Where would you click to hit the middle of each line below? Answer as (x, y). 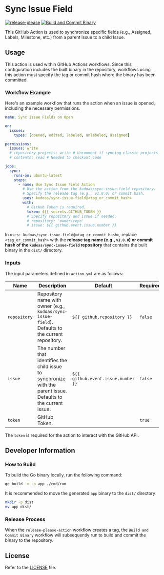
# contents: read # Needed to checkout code (55, 158)
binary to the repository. (29, 540)
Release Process (25, 519)
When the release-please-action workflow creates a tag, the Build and (77, 530)
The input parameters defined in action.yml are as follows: (64, 273)
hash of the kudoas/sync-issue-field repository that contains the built (76, 245)
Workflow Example (28, 92)
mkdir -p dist (20, 502)
